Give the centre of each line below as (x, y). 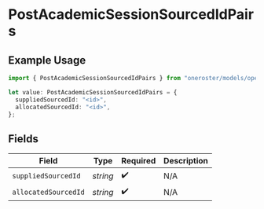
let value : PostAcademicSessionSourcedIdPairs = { (93, 92)
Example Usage (47, 60)
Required (139, 161)
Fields (24, 139)
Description (186, 161)
